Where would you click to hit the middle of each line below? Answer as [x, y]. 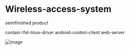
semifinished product [27, 23]
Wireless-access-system [58, 9]
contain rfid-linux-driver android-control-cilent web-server [65, 32]
